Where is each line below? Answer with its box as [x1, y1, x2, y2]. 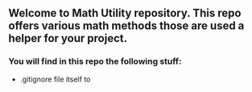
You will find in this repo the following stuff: [8, 56, 182, 67]
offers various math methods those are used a [8, 19, 245, 33]
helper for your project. [8, 31, 128, 45]
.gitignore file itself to [19, 74, 91, 84]
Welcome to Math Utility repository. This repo [8, 6, 242, 20]
